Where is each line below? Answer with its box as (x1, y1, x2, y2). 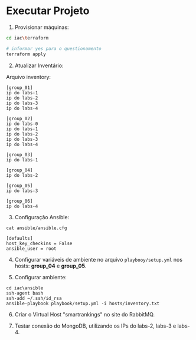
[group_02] (6, 115, 33, 121)
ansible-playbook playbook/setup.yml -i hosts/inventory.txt (6, 301, 160, 306)
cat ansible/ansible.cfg (6, 225, 67, 231)
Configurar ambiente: (14, 273, 67, 280)
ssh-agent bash (6, 290, 44, 296)
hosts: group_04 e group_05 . (14, 262, 87, 269)
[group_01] (6, 84, 33, 91)
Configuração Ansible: (14, 213, 70, 220)
